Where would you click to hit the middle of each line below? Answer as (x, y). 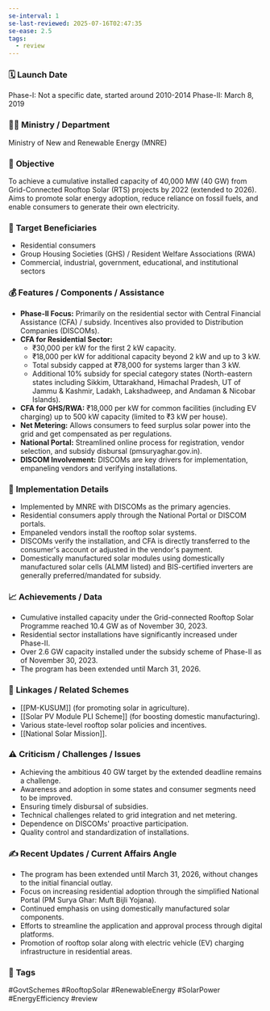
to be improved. (46, 797)
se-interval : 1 (34, 16)
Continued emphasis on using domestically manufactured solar (125, 909)
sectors (33, 271)
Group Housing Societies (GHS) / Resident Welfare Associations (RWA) (138, 254)
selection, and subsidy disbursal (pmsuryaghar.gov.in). (111, 451)
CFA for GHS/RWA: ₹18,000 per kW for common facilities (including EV (138, 408)
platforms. (37, 934)
